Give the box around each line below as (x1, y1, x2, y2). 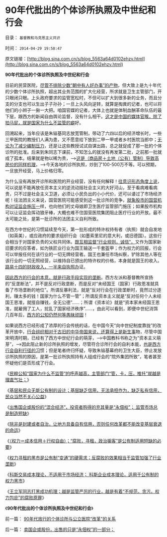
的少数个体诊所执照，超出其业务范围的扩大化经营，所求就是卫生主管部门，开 (5, 88, 162, 94)
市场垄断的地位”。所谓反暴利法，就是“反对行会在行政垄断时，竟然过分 (13, 286, 158, 292)
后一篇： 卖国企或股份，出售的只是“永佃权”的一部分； (5, 526, 115, 532)
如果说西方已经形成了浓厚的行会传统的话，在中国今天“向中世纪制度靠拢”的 (5, 322, 158, 328)
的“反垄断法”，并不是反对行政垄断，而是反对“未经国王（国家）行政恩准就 (5, 280, 155, 286)
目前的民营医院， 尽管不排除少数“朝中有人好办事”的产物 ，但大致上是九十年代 (5, 82, 162, 88)
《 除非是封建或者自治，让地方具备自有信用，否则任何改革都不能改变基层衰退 (5, 421, 162, 427)
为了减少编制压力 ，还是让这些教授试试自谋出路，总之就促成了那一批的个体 (9, 143, 162, 149)
